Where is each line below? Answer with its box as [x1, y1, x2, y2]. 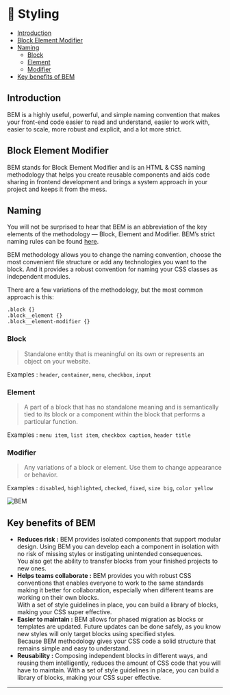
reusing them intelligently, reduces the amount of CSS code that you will [16, 659, 221, 667]
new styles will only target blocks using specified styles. [16, 630, 176, 638]
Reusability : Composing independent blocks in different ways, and [16, 652, 207, 660]
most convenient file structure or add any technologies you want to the [7, 258, 207, 266]
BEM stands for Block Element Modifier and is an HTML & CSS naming [7, 163, 205, 171]
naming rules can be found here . [7, 238, 99, 246]
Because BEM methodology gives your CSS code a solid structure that [16, 637, 216, 646]
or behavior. [23, 470, 58, 479]
